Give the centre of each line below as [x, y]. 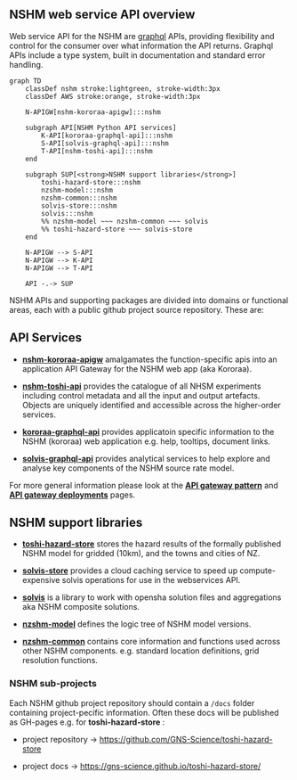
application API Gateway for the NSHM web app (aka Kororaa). [136, 368]
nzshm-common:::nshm [79, 198]
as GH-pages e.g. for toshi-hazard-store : [87, 722]
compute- [257, 571]
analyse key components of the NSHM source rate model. [128, 468]
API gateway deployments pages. [72, 495]
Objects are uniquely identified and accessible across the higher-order [152, 405]
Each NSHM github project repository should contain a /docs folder [132, 702]
